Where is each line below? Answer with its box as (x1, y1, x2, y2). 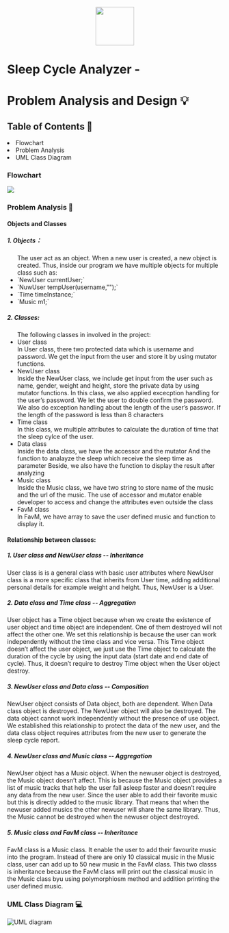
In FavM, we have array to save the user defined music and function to (16, 512, 216, 521)
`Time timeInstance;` (16, 290, 75, 298)
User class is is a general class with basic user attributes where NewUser (7, 569, 214, 577)
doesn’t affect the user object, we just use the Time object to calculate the (7, 645, 217, 654)
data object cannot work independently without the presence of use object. (7, 714, 220, 723)
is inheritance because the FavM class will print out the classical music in (7, 867, 213, 876)
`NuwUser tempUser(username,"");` (16, 283, 118, 291)
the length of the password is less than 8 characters (16, 410, 164, 419)
